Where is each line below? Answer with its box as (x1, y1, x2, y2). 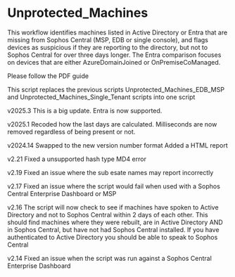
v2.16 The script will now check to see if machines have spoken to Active (7, 202, 220, 212)
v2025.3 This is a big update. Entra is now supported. (7, 106, 163, 115)
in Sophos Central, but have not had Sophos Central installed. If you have (7, 225, 220, 233)
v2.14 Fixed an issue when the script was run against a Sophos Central (7, 254, 212, 262)
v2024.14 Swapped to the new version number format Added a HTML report (7, 141, 228, 149)
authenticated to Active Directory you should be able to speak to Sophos (7, 233, 218, 241)
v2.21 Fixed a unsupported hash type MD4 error (7, 155, 146, 163)
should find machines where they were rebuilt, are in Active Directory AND (7, 218, 223, 226)
